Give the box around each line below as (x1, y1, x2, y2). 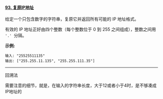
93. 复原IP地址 (5, 4, 34, 10)
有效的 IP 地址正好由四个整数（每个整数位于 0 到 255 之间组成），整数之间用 (5, 27, 156, 33)
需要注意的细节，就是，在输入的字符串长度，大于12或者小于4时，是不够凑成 (5, 82, 157, 88)
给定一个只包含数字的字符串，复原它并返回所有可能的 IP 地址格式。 (5, 16, 139, 22)
